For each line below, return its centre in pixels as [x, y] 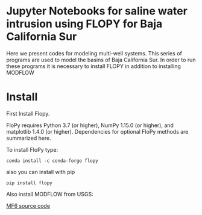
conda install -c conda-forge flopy [52, 161]
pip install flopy [29, 183]
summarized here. [29, 138]
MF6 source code [28, 205]
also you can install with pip [41, 172]
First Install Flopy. [28, 113]
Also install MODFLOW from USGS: [50, 194]
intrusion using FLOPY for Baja [84, 24]
